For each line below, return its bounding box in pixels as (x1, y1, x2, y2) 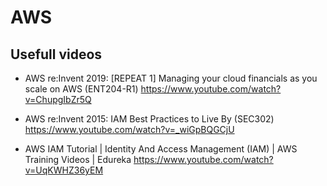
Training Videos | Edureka (24, 154, 132, 165)
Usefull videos (10, 46, 103, 63)
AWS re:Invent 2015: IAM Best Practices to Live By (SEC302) (24, 113, 275, 125)
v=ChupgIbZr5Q (24, 94, 92, 105)
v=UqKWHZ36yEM (24, 164, 104, 176)
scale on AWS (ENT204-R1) (24, 83, 139, 95)
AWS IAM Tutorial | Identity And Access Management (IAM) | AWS (24, 143, 298, 155)
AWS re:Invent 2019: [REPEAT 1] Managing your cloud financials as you (24, 72, 318, 84)
